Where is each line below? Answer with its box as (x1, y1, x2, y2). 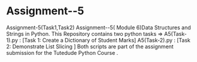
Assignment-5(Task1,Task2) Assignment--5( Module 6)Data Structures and (6, 24, 191, 31)
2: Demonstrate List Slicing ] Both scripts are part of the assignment (6, 43, 174, 50)
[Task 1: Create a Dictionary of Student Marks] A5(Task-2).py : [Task (22, 36, 190, 44)
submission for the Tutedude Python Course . (6, 49, 119, 56)
